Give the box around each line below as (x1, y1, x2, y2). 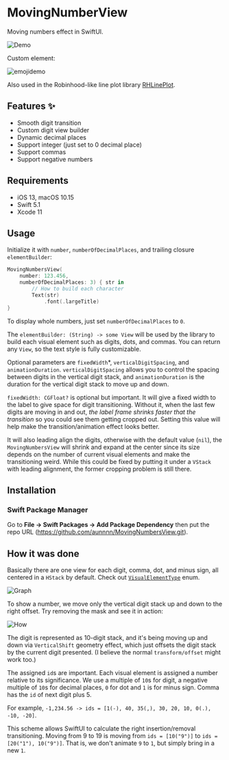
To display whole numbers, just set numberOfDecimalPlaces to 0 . (7, 317, 185, 325)
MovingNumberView (7, 5, 128, 21)
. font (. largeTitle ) (43, 298, 99, 305)
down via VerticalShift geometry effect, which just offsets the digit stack (7, 641, 217, 649)
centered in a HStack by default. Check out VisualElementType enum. (7, 574, 200, 581)
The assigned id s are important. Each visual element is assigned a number (7, 669, 218, 676)
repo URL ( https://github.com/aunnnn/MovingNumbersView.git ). (7, 528, 189, 536)
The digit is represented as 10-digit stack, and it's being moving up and (7, 634, 208, 641)
